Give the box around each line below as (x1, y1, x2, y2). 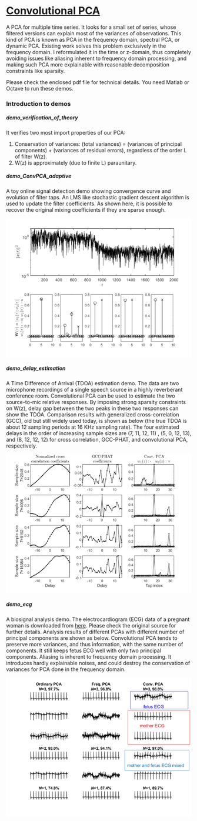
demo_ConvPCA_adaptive (6, 172, 72, 180)
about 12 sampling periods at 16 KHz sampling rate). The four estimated (6, 423, 179, 430)
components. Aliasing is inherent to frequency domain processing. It (6, 653, 172, 660)
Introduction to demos (6, 99, 71, 108)
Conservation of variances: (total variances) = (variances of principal (14, 140, 182, 148)
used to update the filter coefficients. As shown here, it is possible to (6, 200, 173, 207)
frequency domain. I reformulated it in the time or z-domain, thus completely (6, 48, 191, 55)
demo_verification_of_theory (6, 114, 78, 121)
